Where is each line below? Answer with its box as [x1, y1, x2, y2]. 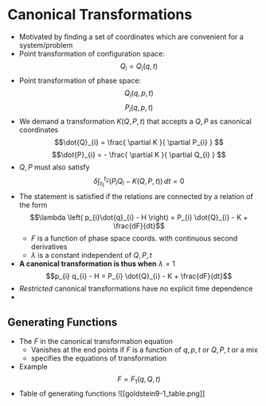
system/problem [18, 40, 73, 49]
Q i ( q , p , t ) [123, 88, 155, 100]
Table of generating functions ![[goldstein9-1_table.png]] [18, 388, 205, 398]
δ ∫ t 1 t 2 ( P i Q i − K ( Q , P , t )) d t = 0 [93, 175, 185, 189]
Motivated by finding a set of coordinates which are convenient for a [18, 32, 244, 41]
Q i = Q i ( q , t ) [119, 61, 158, 72]
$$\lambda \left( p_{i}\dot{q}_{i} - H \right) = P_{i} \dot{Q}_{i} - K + [29, 213, 248, 222]
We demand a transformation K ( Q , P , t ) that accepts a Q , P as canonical [18, 117, 252, 127]
